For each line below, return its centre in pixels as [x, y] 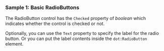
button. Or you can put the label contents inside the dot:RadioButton [76, 38]
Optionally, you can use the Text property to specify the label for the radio [82, 33]
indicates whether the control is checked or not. [55, 23]
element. [14, 44]
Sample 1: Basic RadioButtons [42, 7]
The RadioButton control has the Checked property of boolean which [76, 18]
